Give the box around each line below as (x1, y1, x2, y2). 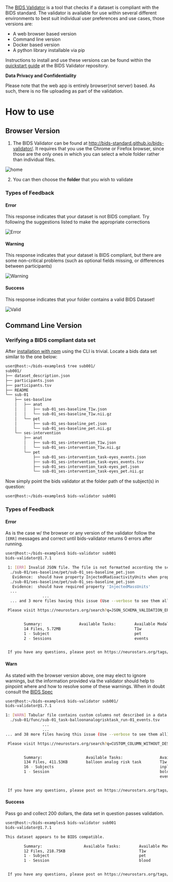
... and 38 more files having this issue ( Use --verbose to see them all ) (5, 732, 169, 737)
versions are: (5, 21, 33, 27)
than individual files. (12, 156, 56, 163)
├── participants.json (5, 378, 54, 383)
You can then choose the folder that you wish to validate (12, 177, 133, 182)
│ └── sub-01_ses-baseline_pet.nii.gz (14, 426, 112, 431)
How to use (5, 106, 55, 118)
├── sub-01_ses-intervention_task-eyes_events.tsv (32, 459, 144, 465)
